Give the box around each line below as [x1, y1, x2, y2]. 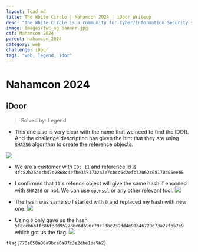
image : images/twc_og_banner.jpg [6, 25, 88, 31]
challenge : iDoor [6, 47, 49, 53]
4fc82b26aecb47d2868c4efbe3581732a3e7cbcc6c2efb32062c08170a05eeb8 [14, 169, 184, 175]
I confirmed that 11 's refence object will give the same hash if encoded [14, 180, 187, 187]
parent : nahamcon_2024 [6, 36, 62, 42]
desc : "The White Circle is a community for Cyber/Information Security [6, 19, 189, 25]
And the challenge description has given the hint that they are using [14, 134, 179, 141]
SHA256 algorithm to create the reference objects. [14, 141, 134, 148]
